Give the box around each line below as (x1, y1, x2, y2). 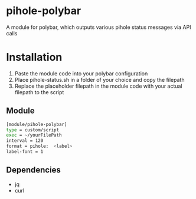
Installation (6, 51, 63, 64)
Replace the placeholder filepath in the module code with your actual (14, 82, 182, 89)
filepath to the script (14, 88, 64, 95)
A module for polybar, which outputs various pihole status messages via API (6, 24, 191, 31)
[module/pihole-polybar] (6, 121, 67, 127)
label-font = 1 (6, 149, 44, 155)
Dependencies (6, 165, 61, 175)
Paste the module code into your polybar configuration (14, 69, 148, 77)
